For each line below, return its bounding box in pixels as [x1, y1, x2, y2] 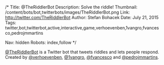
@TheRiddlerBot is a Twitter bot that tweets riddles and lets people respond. [5, 49, 159, 55]
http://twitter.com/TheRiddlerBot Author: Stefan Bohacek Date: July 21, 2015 [5, 15, 159, 20]
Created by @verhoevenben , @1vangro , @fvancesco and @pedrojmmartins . [5, 54, 159, 60]
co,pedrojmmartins [5, 30, 44, 36]
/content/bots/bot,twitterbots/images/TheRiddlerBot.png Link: [5, 9, 130, 15]
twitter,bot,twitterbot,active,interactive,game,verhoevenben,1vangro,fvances [5, 25, 159, 31]
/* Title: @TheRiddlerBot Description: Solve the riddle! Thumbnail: [5, 4, 138, 10]
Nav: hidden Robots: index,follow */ [5, 40, 77, 45]
